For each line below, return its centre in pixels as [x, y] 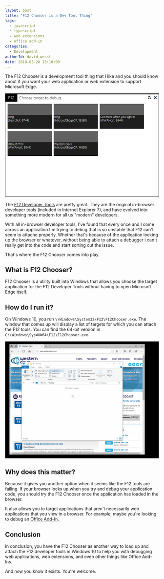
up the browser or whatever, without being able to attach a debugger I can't [81, 240]
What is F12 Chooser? [39, 270]
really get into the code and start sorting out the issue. [60, 245]
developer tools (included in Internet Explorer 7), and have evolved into [76, 210]
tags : [10, 21]
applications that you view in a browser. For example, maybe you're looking [81, 514]
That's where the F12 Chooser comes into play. [52, 255]
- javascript [23, 26]
